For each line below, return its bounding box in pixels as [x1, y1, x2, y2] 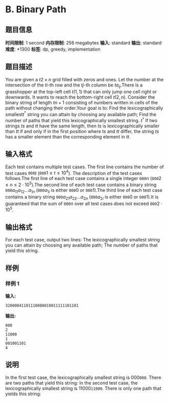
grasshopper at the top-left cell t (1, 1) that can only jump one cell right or [5, 88, 157, 95]
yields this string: [5, 390, 41, 397]
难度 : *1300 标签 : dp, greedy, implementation [5, 46, 101, 52]
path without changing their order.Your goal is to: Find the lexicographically [5, 105, 163, 111]
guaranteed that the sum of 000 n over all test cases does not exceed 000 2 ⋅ [5, 200, 162, 207]
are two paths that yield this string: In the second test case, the [5, 379, 138, 386]
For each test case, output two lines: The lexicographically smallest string [5, 237, 160, 243]
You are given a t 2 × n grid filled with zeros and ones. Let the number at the [5, 76, 164, 82]
